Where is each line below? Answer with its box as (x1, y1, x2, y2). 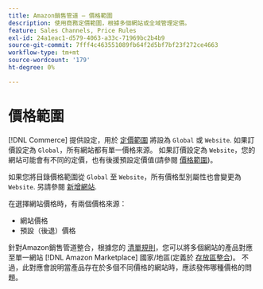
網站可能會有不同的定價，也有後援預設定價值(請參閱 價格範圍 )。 (8, 154, 218, 164)
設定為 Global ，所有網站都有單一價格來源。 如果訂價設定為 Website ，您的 (14, 145, 256, 154)
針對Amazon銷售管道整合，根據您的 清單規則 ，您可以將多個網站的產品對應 (8, 242, 253, 252)
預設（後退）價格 (19, 225, 76, 235)
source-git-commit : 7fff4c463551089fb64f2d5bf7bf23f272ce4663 (8, 41, 219, 49)
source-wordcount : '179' (8, 57, 91, 64)
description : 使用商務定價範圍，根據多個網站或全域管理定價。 (8, 19, 191, 27)
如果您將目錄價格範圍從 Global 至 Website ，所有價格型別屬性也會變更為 (8, 172, 242, 182)
